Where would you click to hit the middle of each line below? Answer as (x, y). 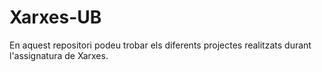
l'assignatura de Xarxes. (59, 55)
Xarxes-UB (55, 17)
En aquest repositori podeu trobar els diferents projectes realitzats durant (160, 45)
